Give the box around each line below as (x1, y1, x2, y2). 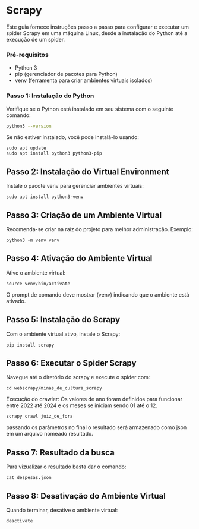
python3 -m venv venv (6, 237, 60, 244)
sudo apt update (6, 145, 46, 152)
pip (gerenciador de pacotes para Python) (14, 71, 118, 78)
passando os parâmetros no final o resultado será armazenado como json (6, 424, 187, 431)
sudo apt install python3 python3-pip (6, 150, 102, 156)
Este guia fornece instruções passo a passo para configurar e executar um (6, 23, 189, 30)
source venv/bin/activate (6, 281, 70, 286)
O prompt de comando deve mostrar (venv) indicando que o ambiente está (6, 291, 189, 298)
